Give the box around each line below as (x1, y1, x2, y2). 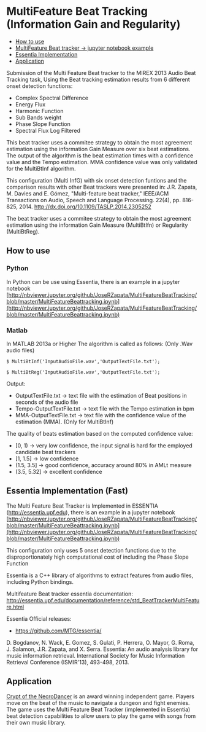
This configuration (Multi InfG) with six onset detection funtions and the (6, 176, 187, 184)
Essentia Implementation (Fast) (6, 486, 129, 496)
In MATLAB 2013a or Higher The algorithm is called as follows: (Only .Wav (6, 340, 193, 347)
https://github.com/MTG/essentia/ (15, 627, 102, 634)
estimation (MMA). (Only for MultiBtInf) (15, 418, 114, 425)
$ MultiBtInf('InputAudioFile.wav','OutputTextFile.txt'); (6, 358, 161, 364)
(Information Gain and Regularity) (6, 17, 181, 31)
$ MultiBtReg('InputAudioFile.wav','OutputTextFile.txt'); (6, 369, 161, 376)
